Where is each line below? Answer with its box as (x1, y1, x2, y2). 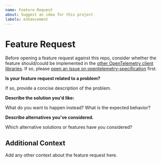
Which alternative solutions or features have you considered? (5, 124, 132, 130)
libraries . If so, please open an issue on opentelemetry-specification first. (5, 66, 157, 72)
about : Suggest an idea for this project (5, 12, 94, 17)
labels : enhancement (5, 17, 49, 22)
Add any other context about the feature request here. (5, 152, 117, 158)
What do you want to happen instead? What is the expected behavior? (5, 105, 151, 111)
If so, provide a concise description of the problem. (5, 85, 112, 91)
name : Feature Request (5, 7, 53, 13)
